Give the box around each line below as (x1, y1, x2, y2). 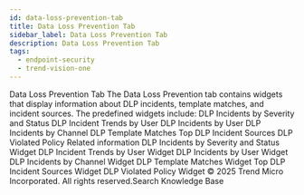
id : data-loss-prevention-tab (9, 13, 124, 23)
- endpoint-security (17, 55, 95, 64)
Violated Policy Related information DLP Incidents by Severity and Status (9, 137, 280, 148)
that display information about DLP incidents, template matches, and (9, 98, 264, 109)
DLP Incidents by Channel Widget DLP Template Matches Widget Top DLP (9, 156, 286, 167)
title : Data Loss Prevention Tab (9, 22, 136, 31)
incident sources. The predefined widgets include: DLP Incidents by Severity (9, 108, 295, 119)
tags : (9, 47, 30, 56)
